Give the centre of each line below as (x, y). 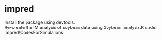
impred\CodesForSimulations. (35, 32)
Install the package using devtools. (40, 22)
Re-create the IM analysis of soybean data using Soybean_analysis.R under (81, 27)
